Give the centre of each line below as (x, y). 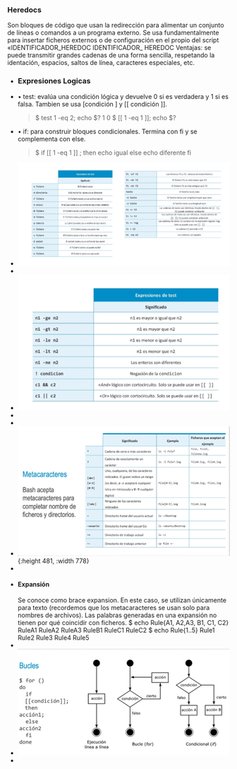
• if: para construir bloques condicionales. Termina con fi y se (107, 131)
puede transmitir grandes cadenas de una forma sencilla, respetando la (111, 55)
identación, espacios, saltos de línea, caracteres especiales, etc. (101, 63)
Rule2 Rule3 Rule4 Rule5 (53, 638)
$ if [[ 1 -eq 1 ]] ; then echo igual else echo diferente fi (113, 153)
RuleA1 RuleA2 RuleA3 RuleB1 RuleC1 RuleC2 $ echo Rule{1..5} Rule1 (116, 630)
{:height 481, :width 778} (53, 561)
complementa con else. (51, 138)
